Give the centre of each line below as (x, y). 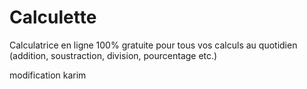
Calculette (53, 17)
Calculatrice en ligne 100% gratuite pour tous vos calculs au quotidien (153, 45)
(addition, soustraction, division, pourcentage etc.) (113, 55)
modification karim (48, 75)
